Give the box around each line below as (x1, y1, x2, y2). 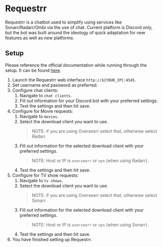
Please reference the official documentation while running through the (5, 62, 147, 68)
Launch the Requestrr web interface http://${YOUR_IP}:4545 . (12, 77, 136, 82)
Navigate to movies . (19, 113, 59, 119)
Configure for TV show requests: (12, 172, 79, 178)
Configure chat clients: (12, 87, 58, 93)
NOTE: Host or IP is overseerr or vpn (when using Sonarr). (31, 221, 149, 227)
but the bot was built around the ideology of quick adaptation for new (5, 29, 146, 35)
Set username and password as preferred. (12, 82, 98, 88)
